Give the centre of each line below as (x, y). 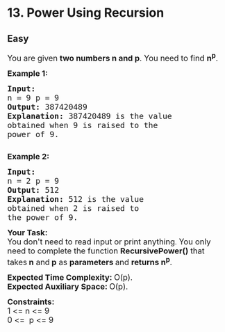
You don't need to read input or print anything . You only (109, 242)
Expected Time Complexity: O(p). (70, 278)
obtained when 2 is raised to (73, 208)
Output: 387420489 (48, 107)
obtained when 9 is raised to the (83, 125)
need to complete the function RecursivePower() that (106, 251)
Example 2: (28, 157)
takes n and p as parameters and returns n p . (90, 261)
